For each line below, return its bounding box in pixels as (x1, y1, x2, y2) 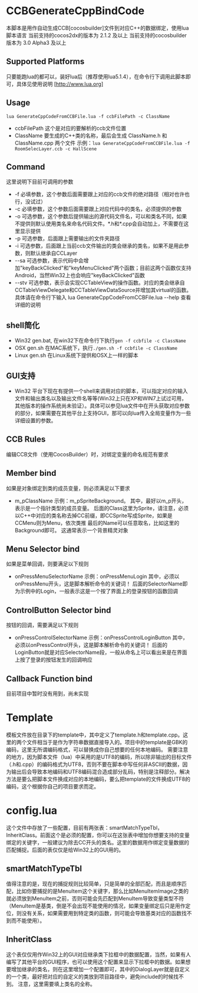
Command (6, 162, 45, 172)
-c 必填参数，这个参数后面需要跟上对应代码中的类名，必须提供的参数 (14, 205, 182, 213)
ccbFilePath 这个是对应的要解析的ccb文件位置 (14, 124, 127, 131)
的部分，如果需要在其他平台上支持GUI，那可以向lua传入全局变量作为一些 (14, 410, 192, 416)
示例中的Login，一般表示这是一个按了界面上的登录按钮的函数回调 (19, 588, 179, 595)
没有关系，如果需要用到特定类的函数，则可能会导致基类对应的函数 (21, 909, 181, 916)
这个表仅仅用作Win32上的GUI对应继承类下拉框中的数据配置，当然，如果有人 (6, 951, 192, 958)
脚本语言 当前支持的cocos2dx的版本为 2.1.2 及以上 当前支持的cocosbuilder (6, 31, 187, 39)
